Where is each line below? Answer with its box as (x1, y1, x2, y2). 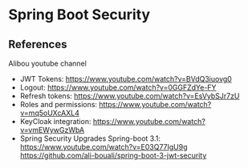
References (8, 38, 67, 51)
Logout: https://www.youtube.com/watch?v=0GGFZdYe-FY (19, 82, 217, 92)
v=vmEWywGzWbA (19, 126, 85, 134)
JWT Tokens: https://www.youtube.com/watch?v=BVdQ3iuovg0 (19, 74, 233, 83)
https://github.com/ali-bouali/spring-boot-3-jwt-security (19, 150, 207, 160)
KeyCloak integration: (19, 117, 91, 126)
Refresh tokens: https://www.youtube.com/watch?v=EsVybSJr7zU (19, 91, 240, 101)
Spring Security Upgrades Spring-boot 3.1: (19, 134, 161, 143)
